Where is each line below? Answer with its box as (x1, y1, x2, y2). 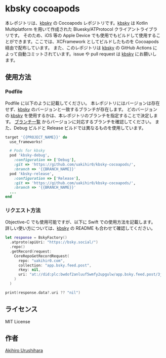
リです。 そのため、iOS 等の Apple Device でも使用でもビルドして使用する (5, 32, 157, 38)
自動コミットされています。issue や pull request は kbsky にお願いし (17, 51, 157, 57)
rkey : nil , (18, 267, 41, 272)
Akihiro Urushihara (5, 348, 43, 354)
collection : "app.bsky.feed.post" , (18, 263, 92, 268)
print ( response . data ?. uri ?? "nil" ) (5, 290, 81, 295)
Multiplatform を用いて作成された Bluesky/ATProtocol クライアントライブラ (5, 26, 158, 32)
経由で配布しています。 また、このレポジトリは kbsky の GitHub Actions (5, 45, 152, 51)
